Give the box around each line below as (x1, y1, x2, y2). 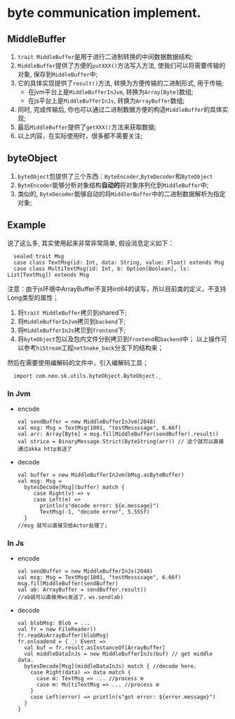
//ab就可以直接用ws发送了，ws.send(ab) (17, 594, 124, 601)
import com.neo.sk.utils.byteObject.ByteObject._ (13, 372, 161, 379)
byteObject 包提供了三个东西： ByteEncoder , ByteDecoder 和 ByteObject (17, 172, 213, 180)
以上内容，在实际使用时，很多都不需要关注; (17, 132, 143, 140)
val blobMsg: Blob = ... (17, 620, 90, 627)
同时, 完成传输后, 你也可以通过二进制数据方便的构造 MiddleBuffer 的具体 (17, 106, 222, 113)
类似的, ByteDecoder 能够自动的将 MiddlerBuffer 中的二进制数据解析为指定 (17, 189, 226, 198)
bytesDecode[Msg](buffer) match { (24, 483, 125, 490)
